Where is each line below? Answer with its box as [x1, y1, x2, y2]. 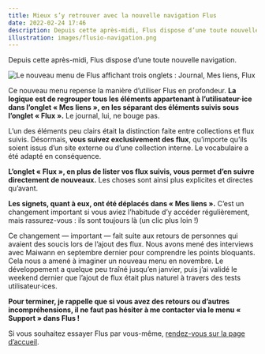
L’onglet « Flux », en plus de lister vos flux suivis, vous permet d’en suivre [8, 167, 255, 176]
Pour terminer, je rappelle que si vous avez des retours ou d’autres [8, 297, 230, 307]
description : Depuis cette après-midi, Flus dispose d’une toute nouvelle [8, 26, 259, 34]
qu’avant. [8, 183, 39, 194]
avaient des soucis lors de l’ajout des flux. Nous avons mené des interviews [8, 239, 254, 249]
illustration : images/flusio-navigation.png [8, 33, 157, 42]
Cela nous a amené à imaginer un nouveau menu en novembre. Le [8, 256, 224, 265]
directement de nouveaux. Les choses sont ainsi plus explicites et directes [8, 175, 254, 185]
